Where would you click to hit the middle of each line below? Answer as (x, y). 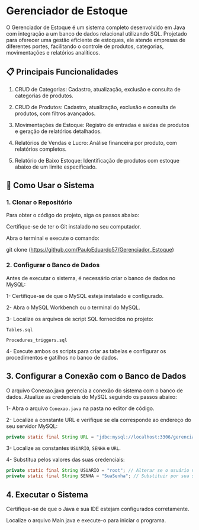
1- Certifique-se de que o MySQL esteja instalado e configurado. (85, 296)
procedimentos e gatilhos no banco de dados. (62, 357)
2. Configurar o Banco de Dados (53, 265)
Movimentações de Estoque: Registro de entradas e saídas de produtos (102, 125)
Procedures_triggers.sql (37, 340)
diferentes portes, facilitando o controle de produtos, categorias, (85, 46)
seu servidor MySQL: (32, 426)
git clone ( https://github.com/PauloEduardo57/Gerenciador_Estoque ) (90, 250)
